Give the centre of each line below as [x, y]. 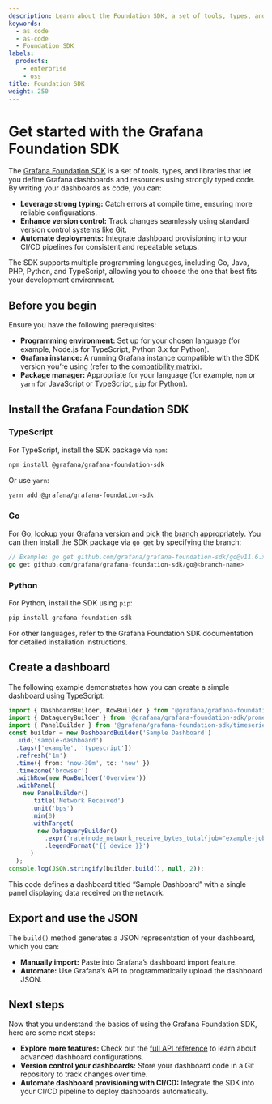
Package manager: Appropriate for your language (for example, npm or [138, 375]
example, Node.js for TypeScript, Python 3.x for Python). [115, 349]
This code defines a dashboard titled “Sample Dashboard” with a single [127, 884]
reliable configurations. [58, 212]
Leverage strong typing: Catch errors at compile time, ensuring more [136, 204]
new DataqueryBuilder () [77, 831]
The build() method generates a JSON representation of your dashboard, [132, 938]
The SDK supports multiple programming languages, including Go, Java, [129, 263]
